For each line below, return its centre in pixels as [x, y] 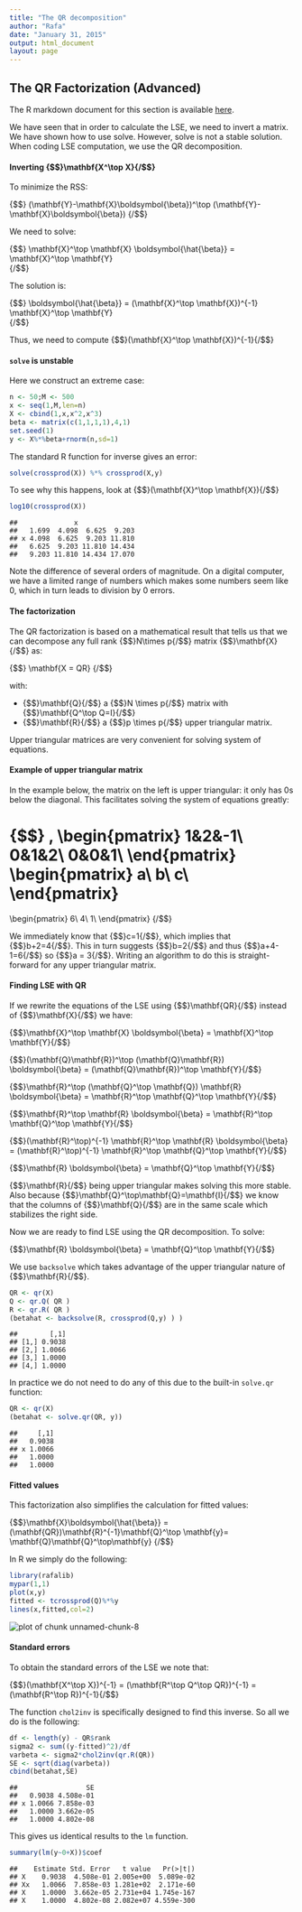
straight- [254, 955]
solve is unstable [41, 360]
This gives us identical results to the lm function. [99, 1836]
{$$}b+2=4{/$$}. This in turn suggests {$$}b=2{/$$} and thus [125, 945]
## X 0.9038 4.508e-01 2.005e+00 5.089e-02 [102, 1877]
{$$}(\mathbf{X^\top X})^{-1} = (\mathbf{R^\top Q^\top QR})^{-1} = [133, 1685]
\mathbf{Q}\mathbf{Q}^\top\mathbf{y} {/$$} [92, 1542]
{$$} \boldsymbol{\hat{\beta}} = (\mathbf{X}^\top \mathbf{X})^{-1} [134, 303]
